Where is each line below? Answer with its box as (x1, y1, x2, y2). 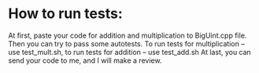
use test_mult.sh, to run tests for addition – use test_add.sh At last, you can (8, 47, 252, 57)
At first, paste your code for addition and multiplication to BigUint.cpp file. (8, 31, 247, 40)
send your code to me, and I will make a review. (8, 56, 162, 65)
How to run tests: (8, 5, 124, 23)
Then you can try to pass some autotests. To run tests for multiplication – (8, 38, 246, 48)
